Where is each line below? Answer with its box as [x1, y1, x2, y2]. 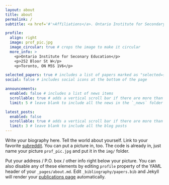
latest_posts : [5, 109, 35, 114]
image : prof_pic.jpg [10, 40, 53, 45]
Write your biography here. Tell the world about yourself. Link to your [5, 137, 148, 143]
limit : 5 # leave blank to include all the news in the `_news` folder [10, 100, 163, 105]
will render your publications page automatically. [5, 174, 106, 179]
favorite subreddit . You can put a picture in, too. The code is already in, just [5, 143, 161, 149]
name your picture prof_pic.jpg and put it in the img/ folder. [5, 148, 130, 154]
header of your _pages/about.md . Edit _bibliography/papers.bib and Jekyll [5, 168, 159, 174]
